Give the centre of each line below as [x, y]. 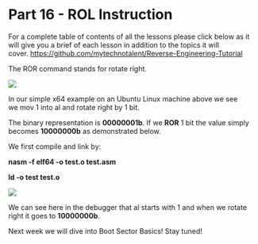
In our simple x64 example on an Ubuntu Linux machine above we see [123, 99]
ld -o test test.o [34, 177]
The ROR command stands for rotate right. [77, 68]
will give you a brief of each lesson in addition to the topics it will [114, 44]
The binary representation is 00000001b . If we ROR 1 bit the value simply [129, 122]
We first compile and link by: [55, 146]
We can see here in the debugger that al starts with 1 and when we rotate [128, 207]
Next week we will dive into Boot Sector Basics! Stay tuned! [105, 231]
